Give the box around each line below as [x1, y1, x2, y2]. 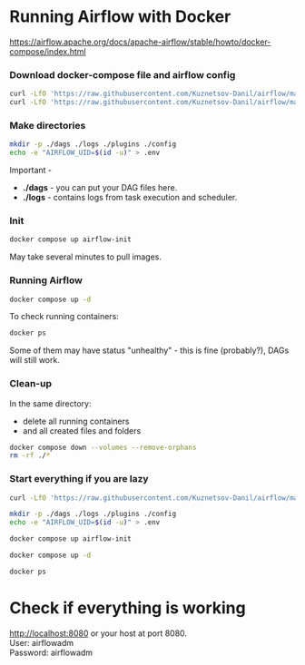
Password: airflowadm [9, 647, 93, 658]
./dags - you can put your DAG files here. [22, 182, 178, 193]
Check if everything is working [9, 598, 247, 619]
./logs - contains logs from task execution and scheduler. [22, 192, 238, 203]
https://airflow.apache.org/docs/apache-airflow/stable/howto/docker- [9, 36, 271, 47]
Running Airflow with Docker [9, 6, 231, 27]
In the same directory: [9, 397, 92, 409]
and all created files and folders [22, 425, 142, 436]
